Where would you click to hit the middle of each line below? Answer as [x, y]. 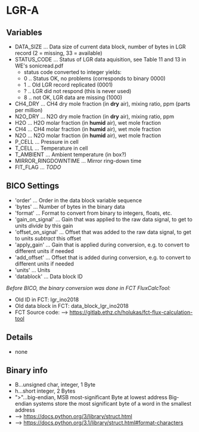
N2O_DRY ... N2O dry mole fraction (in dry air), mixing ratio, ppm [94, 116]
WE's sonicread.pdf [39, 66]
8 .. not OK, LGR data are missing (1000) [73, 97]
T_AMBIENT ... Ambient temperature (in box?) [71, 155]
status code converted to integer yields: [73, 72]
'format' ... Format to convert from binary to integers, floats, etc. [93, 213]
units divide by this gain [44, 226]
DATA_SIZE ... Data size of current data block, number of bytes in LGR [100, 47]
